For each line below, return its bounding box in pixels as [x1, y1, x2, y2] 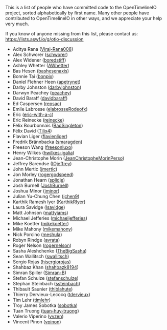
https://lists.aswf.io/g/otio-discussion [5, 36, 84, 42]
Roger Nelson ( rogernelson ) [12, 242, 71, 248]
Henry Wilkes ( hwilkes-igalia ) [12, 150, 75, 156]
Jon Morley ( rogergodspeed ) [12, 171, 74, 178]
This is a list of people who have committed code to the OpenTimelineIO [5, 5, 157, 10]
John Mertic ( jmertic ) [12, 166, 58, 172]
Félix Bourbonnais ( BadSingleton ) [12, 123, 83, 128]
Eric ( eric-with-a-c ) [12, 111, 54, 118]
